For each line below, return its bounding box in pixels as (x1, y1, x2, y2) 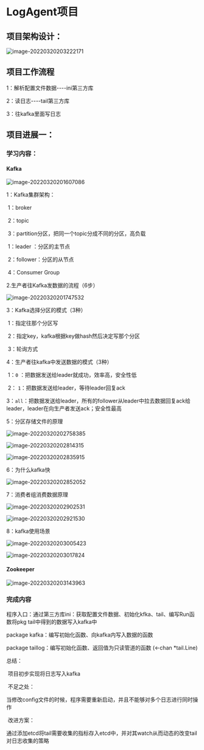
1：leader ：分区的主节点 (7, 243, 71, 250)
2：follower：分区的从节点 (7, 256, 74, 263)
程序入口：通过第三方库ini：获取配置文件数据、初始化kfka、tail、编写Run (6, 610, 190, 618)
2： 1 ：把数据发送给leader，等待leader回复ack (7, 384, 126, 391)
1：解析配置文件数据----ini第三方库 (6, 84, 94, 91)
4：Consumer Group (7, 269, 60, 276)
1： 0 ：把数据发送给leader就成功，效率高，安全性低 (7, 371, 137, 379)
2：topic (7, 217, 29, 224)
